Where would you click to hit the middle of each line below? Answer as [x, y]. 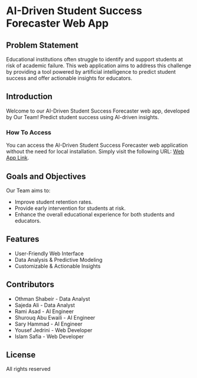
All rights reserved [29, 369]
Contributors [30, 285]
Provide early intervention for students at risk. [70, 208]
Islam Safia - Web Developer [49, 336]
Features [23, 239]
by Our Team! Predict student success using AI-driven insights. [83, 117]
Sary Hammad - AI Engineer [49, 324]
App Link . [18, 158]
